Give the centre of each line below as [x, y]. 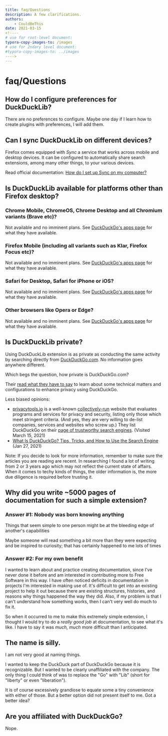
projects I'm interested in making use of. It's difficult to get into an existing [81, 586]
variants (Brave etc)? [31, 216]
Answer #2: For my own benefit [44, 559]
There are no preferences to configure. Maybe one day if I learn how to [78, 119]
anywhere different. [25, 365]
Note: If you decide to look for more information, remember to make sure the [84, 456]
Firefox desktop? [32, 196]
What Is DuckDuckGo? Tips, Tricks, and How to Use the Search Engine [85, 441]
